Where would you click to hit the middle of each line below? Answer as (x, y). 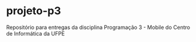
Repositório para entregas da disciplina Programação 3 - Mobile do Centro (98, 27)
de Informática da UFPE (35, 33)
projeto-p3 (34, 11)
